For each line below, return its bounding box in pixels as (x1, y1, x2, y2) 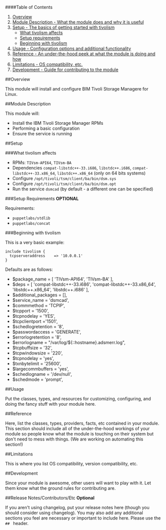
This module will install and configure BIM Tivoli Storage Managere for (5, 86, 149, 91)
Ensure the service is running (12, 131, 72, 136)
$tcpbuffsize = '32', (12, 345, 53, 351)
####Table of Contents (5, 4, 53, 10)
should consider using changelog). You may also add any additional (5, 510, 143, 516)
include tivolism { (5, 249, 46, 254)
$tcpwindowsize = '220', (12, 350, 63, 356)
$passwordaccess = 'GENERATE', (12, 329, 82, 335)
